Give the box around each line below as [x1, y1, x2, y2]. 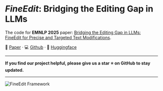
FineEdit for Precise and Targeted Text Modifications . [5, 35, 112, 40]
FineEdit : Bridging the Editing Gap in [5, 3, 154, 14]
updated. [5, 67, 24, 73]
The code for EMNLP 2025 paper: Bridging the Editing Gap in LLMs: [5, 29, 141, 35]
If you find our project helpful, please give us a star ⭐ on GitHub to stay [5, 60, 150, 66]
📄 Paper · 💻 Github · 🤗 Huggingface [5, 44, 77, 50]
